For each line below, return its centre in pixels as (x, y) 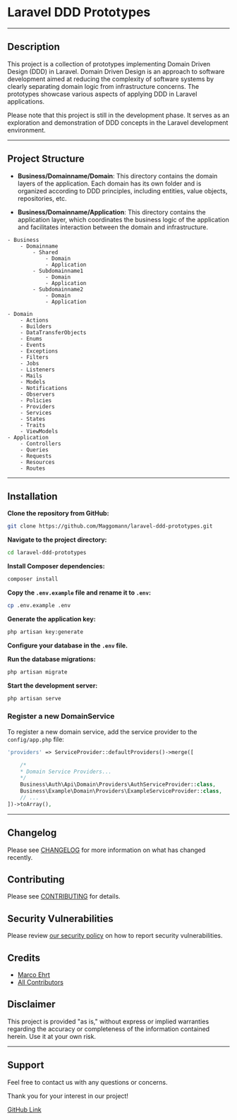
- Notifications (44, 388)
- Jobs (30, 363)
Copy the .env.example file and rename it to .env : (79, 592)
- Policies (36, 400)
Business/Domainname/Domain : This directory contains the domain (117, 176)
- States (33, 419)
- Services (36, 413)
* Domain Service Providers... (66, 772)
